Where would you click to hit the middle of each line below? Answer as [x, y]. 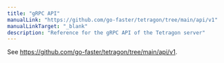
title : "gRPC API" [34, 13]
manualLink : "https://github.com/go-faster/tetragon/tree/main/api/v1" [112, 20]
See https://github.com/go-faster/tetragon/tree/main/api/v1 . [92, 52]
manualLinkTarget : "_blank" [48, 26]
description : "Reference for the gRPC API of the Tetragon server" [106, 33]
